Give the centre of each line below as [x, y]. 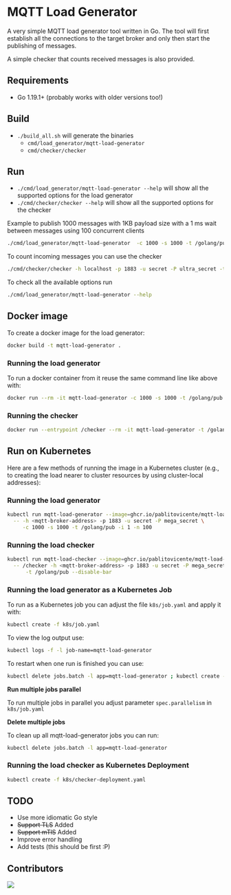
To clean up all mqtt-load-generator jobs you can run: [83, 735]
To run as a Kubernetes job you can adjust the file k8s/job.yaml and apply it [114, 604]
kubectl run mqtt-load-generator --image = [69, 515]
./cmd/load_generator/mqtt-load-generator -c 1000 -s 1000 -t [100, 244]
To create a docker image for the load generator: [76, 333]
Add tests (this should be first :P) [64, 847]
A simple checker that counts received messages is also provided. [101, 58]
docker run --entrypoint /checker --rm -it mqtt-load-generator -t [106, 430]
